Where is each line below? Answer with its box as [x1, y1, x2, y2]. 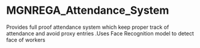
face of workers [6, 36, 46, 43]
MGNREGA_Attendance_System [6, 4, 169, 17]
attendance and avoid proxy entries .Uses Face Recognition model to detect [6, 29, 194, 37]
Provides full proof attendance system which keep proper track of [6, 23, 169, 31]
